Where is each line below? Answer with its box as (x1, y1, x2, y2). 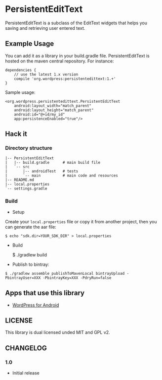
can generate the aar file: (5, 224, 57, 230)
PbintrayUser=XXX (5, 275, 41, 280)
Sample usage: (5, 89, 36, 95)
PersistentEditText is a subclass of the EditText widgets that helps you (5, 20, 147, 26)
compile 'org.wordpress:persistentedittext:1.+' (14, 76, 116, 81)
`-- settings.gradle (5, 186, 48, 191)
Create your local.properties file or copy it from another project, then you (5, 218, 157, 224)
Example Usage (5, 40, 54, 48)
